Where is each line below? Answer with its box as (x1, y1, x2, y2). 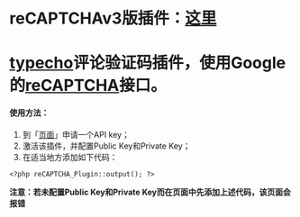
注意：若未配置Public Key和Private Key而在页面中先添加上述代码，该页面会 (9, 186, 291, 197)
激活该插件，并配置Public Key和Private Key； (22, 140, 191, 151)
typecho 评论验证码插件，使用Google (9, 53, 286, 73)
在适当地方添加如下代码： (22, 151, 118, 162)
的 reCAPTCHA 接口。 (9, 76, 167, 95)
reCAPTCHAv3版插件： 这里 (9, 8, 217, 29)
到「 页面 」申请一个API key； (22, 129, 131, 140)
